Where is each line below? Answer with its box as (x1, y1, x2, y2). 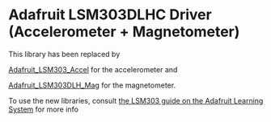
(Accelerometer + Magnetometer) (8, 22, 240, 41)
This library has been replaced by (8, 49, 121, 59)
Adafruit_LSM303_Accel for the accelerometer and (8, 64, 178, 74)
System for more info (8, 104, 79, 114)
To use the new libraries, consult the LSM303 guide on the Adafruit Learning (8, 96, 264, 105)
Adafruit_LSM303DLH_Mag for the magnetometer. (8, 80, 176, 90)
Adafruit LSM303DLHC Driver (8, 6, 212, 24)
